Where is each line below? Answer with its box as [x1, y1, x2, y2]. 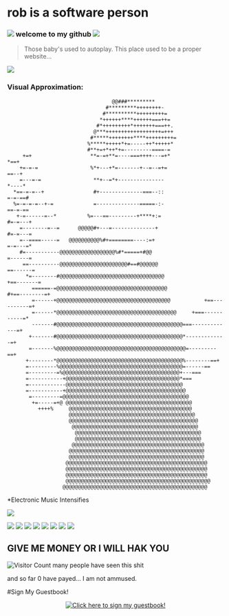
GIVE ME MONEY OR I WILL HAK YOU [7, 542, 170, 555]
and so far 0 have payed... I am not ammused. [7, 574, 138, 582]
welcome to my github [15, 30, 91, 39]
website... [23, 52, 52, 61]
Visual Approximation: [7, 83, 84, 92]
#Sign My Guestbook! [7, 587, 69, 596]
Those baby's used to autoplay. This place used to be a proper [23, 45, 201, 53]
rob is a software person [7, 5, 149, 21]
